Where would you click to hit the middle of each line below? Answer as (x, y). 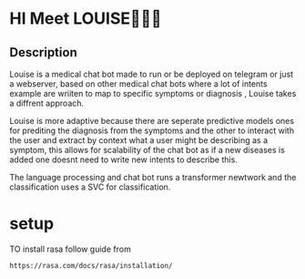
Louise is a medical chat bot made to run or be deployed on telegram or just (152, 74)
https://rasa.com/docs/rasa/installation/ (91, 265)
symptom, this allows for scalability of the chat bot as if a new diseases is (147, 150)
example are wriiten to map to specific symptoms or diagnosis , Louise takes (153, 93)
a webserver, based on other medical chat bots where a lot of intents (138, 84)
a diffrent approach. (47, 103)
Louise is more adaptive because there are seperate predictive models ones (152, 121)
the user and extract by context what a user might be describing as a (139, 140)
